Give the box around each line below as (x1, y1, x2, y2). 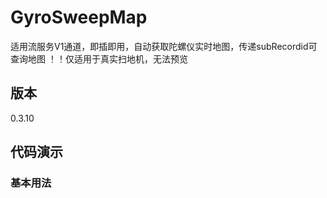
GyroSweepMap (10, 6, 148, 29)
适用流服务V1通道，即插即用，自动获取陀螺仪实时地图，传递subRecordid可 (10, 40, 318, 52)
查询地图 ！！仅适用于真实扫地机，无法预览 (10, 52, 188, 65)
